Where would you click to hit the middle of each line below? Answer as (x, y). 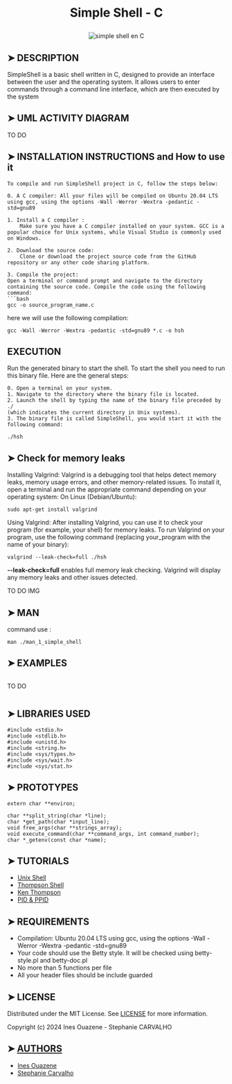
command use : (29, 629)
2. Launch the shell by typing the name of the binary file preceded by (114, 401)
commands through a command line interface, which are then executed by (114, 89)
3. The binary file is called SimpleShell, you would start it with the (114, 419)
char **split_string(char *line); (57, 816)
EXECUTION (34, 352)
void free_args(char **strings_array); (65, 828)
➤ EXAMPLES (37, 663)
